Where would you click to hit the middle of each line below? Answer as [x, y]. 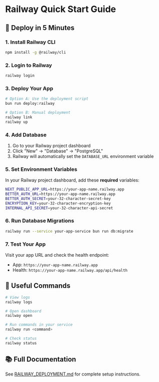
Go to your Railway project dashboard [52, 145]
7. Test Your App [26, 244]
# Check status [21, 339]
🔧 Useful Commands [38, 286]
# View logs [18, 297]
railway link [19, 117]
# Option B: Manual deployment [38, 112]
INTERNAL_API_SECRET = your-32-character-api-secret [59, 208]
